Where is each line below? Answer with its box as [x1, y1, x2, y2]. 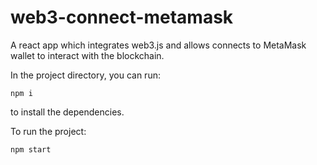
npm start [10, 144, 52, 155]
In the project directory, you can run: [10, 69, 161, 81]
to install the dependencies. [10, 106, 125, 118]
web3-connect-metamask [10, 6, 234, 29]
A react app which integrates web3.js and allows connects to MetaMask [10, 39, 307, 51]
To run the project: [10, 125, 87, 137]
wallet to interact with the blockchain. [10, 49, 165, 61]
